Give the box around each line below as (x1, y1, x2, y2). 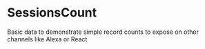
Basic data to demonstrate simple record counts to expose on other (7, 28, 199, 36)
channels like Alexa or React (7, 35, 88, 43)
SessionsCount (7, 5, 97, 21)
